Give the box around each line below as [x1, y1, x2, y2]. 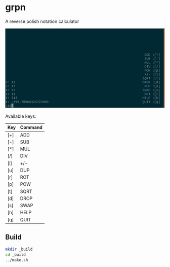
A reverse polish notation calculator [5, 18, 79, 24]
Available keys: [5, 113, 36, 119]
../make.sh [5, 257, 28, 262]
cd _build [5, 252, 26, 257]
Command [20, 124, 43, 130]
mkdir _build [5, 247, 33, 252]
